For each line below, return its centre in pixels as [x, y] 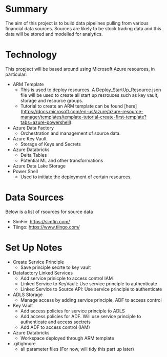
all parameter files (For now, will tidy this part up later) [77, 349]
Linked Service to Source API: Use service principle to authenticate [91, 289]
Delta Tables [34, 155]
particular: [16, 74]
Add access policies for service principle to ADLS [72, 311]
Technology [31, 55]
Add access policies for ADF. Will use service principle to [81, 316]
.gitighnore [24, 343]
